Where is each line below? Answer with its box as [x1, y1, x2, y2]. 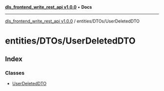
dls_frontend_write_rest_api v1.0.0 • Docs [5, 4, 92, 10]
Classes [5, 69, 25, 76]
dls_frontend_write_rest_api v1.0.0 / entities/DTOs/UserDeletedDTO [5, 18, 140, 24]
